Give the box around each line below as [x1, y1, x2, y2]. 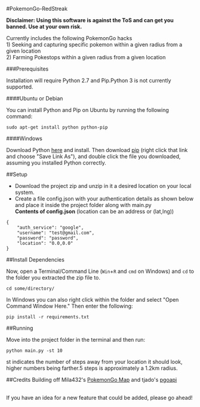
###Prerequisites [6, 65, 49, 72]
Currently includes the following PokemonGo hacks [6, 35, 133, 41]
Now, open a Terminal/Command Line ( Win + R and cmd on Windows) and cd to [6, 268, 194, 275]
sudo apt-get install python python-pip [6, 124, 109, 130]
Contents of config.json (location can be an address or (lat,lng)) [14, 208, 174, 215]
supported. [6, 83, 33, 90]
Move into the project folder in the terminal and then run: [6, 336, 145, 343]
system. [14, 189, 35, 196]
